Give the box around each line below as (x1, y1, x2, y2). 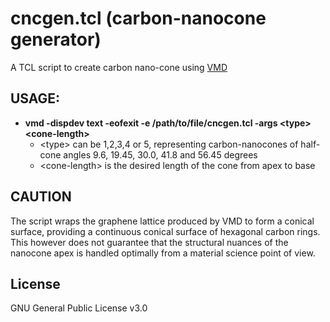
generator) (10, 28, 102, 51)
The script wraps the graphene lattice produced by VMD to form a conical (10, 215, 315, 227)
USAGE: (10, 90, 61, 107)
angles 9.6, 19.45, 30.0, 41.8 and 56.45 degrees (63, 148, 258, 161)
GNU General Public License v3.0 (10, 302, 148, 314)
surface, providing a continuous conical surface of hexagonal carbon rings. (10, 225, 321, 237)
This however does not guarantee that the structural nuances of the (10, 236, 289, 248)
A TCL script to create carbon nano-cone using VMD (10, 61, 228, 73)
